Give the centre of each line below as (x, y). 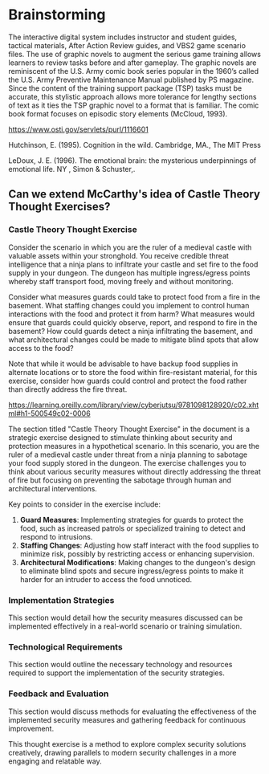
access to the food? (41, 348)
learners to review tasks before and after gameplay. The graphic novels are (132, 63)
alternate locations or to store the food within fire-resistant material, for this (133, 372)
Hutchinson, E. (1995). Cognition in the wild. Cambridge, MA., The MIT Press (134, 145)
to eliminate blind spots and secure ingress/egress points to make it (132, 571)
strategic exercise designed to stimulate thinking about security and (120, 437)
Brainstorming (57, 15)
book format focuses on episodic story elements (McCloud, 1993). (118, 113)
